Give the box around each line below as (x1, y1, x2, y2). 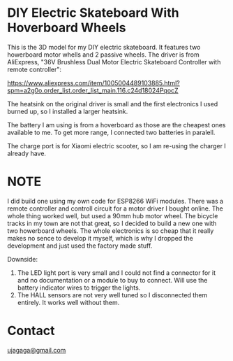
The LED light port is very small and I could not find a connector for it (17, 268, 216, 277)
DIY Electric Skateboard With (7, 5, 179, 21)
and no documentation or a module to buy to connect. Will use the (17, 276, 208, 284)
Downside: (7, 255, 38, 263)
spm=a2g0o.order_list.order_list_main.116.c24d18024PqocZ (7, 86, 179, 94)
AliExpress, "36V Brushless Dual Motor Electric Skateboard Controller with (7, 57, 221, 66)
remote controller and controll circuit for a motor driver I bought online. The (7, 204, 223, 213)
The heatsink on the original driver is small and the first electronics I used (7, 99, 218, 108)
